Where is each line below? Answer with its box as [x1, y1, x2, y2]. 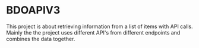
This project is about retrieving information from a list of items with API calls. [6, 23, 193, 30]
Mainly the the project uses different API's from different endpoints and [6, 29, 181, 36]
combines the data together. [6, 35, 75, 42]
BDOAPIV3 [6, 4, 61, 17]
